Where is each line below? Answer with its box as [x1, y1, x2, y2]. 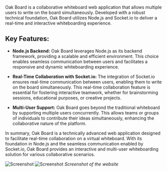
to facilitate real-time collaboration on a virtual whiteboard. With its [5, 135, 142, 141]
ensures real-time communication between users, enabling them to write [12, 78, 162, 84]
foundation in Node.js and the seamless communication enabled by [5, 140, 144, 146]
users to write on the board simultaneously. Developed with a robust [5, 9, 146, 15]
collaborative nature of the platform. [12, 120, 87, 126]
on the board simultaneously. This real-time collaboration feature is [12, 84, 151, 90]
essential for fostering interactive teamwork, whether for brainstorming [12, 89, 159, 95]
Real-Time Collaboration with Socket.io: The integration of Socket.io [12, 73, 156, 79]
